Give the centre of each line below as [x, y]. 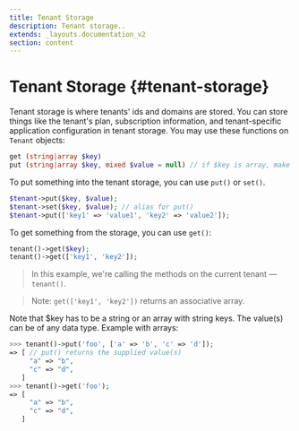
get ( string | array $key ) [56, 157]
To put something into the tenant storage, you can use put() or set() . [137, 182]
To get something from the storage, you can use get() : [111, 232]
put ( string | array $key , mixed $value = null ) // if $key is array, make [150, 165]
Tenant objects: [37, 141]
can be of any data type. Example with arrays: [94, 328]
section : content [42, 43]
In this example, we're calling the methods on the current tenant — [154, 274]
